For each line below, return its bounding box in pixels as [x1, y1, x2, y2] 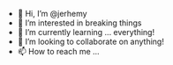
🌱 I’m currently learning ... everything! [17, 27, 155, 37]
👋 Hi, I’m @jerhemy [17, 9, 87, 18]
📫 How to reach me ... [17, 47, 100, 56]
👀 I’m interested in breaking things [17, 18, 142, 28]
